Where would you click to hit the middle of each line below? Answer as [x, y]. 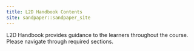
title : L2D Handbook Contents [45, 12]
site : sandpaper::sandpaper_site [48, 18]
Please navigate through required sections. [60, 41]
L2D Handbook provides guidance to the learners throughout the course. [97, 35]
